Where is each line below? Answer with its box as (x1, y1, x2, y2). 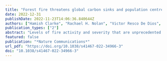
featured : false (5, 35, 39, 40)
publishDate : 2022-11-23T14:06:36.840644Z (5, 16, 94, 21)
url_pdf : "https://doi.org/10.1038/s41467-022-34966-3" (5, 44, 123, 49)
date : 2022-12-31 (5, 12, 41, 17)
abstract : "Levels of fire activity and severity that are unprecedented (5, 30, 162, 35)
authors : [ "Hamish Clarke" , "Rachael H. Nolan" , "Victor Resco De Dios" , (5, 21, 162, 26)
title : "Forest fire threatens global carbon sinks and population (5, 7, 148, 12)
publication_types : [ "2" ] (5, 26, 59, 30)
